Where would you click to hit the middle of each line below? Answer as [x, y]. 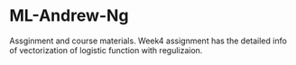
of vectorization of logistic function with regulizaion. [106, 50]
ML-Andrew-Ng [69, 16]
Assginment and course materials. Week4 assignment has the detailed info [148, 41]
